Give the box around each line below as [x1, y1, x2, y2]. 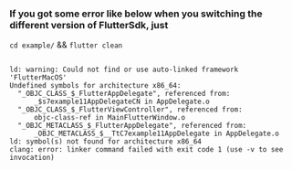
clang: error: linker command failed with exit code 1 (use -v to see [9, 145, 284, 154]
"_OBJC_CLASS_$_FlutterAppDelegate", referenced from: [17, 90, 231, 99]
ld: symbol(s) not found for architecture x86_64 [9, 137, 203, 146]
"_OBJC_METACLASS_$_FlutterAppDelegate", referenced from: [17, 122, 247, 131]
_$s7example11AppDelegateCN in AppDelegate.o [33, 97, 210, 107]
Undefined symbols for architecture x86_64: [9, 81, 182, 90]
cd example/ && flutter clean [9, 39, 123, 50]
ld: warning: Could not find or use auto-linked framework [9, 65, 239, 75]
